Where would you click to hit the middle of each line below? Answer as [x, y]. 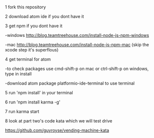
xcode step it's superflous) [32, 50]
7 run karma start [22, 112]
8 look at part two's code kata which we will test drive [59, 121]
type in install [18, 74]
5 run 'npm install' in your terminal [39, 93]
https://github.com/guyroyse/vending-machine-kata [57, 130]
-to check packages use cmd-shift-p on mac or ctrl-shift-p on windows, [77, 69]
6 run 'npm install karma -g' [33, 102]
